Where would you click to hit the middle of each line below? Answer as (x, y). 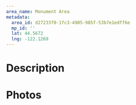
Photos (24, 95)
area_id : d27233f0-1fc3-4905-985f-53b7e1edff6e (71, 22)
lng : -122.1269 (30, 39)
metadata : (18, 17)
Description (35, 68)
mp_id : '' (23, 28)
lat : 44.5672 (27, 34)
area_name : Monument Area (38, 12)
